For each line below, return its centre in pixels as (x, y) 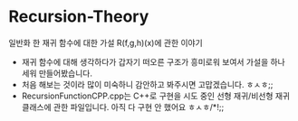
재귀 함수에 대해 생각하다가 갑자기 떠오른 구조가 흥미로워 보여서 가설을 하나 (154, 61)
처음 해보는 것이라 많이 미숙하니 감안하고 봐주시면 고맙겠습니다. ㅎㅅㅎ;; (147, 84)
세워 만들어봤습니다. (57, 73)
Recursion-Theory (79, 17)
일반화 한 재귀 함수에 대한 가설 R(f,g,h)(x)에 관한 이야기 (106, 42)
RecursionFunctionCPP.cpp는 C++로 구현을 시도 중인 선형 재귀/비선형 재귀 (156, 96)
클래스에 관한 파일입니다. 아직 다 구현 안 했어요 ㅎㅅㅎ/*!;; (123, 107)
